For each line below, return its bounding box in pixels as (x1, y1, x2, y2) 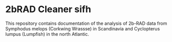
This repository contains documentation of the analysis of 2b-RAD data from (5, 20, 167, 26)
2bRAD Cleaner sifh (5, 4, 91, 15)
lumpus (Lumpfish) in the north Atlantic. (5, 31, 89, 37)
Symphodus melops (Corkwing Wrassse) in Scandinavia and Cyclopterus (5, 25, 160, 31)
